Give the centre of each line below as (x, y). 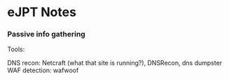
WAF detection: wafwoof (43, 70)
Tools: (16, 49)
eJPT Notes (42, 12)
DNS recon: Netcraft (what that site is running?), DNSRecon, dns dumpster (115, 63)
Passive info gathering (46, 34)
